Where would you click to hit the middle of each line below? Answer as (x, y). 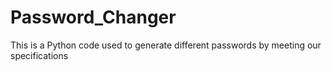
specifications (39, 55)
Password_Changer (93, 17)
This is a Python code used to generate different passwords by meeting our (166, 45)
